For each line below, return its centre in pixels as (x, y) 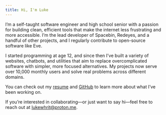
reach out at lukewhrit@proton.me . (41, 107)
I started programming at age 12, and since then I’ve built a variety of (77, 55)
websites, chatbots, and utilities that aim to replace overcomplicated (76, 61)
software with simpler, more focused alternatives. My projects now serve (81, 66)
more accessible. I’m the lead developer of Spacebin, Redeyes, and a (77, 35)
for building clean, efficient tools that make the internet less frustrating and (83, 30)
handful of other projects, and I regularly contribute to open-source (75, 40)
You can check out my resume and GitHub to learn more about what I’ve (80, 87)
